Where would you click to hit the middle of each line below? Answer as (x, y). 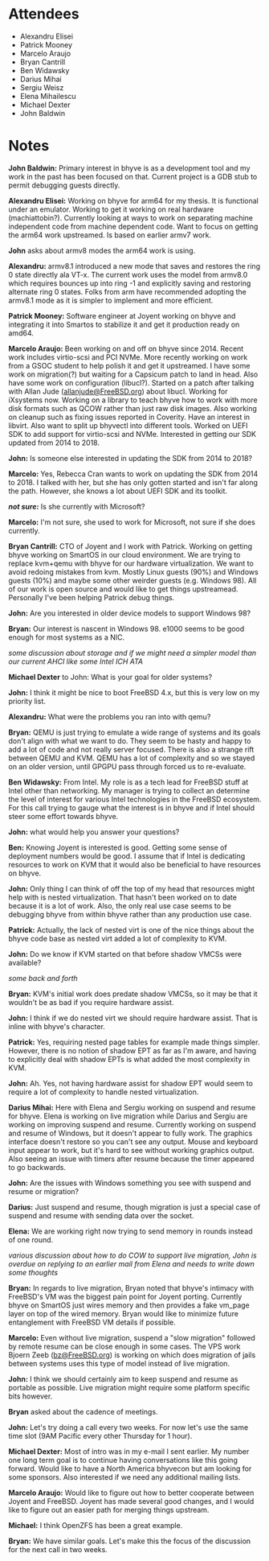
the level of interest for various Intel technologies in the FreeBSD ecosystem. (135, 799)
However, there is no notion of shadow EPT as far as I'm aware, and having (132, 1050)
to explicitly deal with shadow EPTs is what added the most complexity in (129, 1059)
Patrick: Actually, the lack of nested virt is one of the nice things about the (131, 929)
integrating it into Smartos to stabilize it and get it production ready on (124, 324)
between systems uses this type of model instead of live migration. (119, 1363)
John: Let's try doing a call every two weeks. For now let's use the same (128, 1427)
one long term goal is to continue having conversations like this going (123, 1460)
